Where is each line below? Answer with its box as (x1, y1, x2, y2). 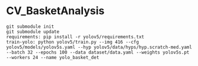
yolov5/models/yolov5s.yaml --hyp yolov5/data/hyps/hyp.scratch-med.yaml (6, 44, 193, 50)
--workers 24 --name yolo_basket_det (6, 54, 100, 60)
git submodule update (6, 28, 60, 35)
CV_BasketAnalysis (6, 4, 105, 18)
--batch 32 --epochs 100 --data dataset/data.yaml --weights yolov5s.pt (6, 49, 190, 55)
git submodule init (6, 24, 55, 29)
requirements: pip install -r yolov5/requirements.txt (6, 34, 145, 39)
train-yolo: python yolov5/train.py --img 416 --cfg (6, 39, 139, 45)
